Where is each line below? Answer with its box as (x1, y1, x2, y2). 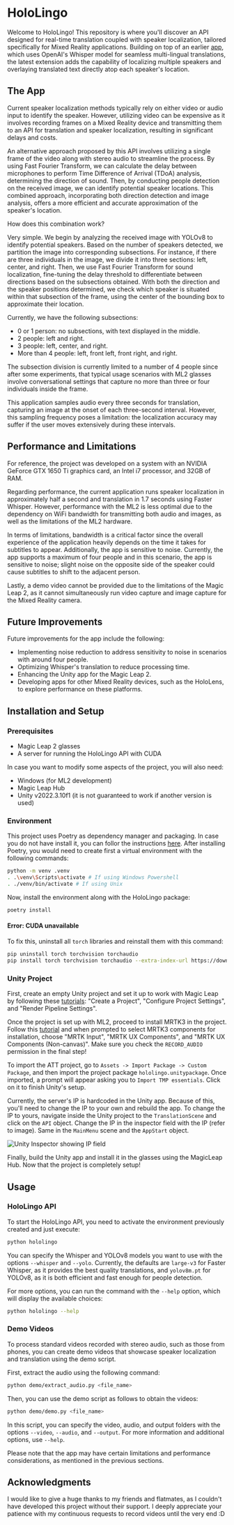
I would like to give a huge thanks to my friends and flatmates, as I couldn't (7, 1495, 222, 1503)
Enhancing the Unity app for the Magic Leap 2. (17, 670, 152, 679)
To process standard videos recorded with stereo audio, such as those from (7, 1340, 225, 1348)
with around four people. (17, 655, 88, 664)
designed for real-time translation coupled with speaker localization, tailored (7, 35, 226, 43)
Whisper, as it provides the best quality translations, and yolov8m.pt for (7, 1266, 211, 1274)
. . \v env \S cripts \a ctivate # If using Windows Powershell (7, 874, 179, 881)
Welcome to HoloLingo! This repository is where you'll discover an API (7, 28, 209, 36)
